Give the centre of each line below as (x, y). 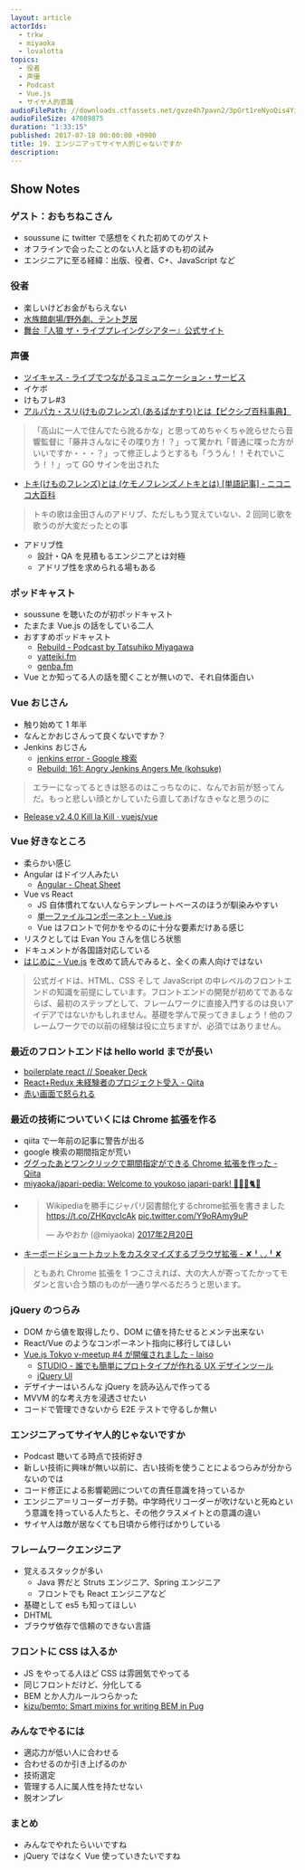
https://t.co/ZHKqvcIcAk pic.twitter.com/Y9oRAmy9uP (147, 1216)
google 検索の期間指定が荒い (77, 1152)
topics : (25, 60)
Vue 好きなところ (48, 841)
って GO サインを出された (112, 464)
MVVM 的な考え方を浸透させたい (85, 1398)
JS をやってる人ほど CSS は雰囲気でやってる (107, 1673)
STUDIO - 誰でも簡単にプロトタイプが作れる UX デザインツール (155, 1365)
